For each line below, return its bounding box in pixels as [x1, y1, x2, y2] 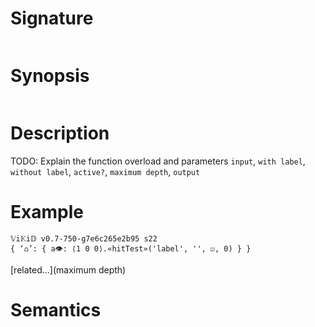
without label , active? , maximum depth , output [10, 165, 201, 177]
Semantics [10, 298, 102, 321]
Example [10, 201, 84, 223]
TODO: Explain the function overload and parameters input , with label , [10, 155, 306, 167]
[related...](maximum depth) [10, 263, 127, 276]
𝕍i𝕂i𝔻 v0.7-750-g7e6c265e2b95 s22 [10, 233, 158, 244]
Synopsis [10, 65, 90, 87]
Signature [10, 7, 94, 30]
